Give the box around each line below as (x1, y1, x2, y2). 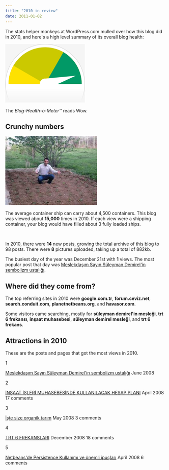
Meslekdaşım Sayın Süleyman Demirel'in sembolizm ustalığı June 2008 (5, 369, 154, 375)
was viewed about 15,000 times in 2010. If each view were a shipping (5, 216, 151, 222)
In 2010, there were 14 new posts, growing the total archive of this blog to (5, 241, 159, 247)
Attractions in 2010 (5, 336, 67, 345)
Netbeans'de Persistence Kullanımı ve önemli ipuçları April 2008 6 (5, 454, 144, 460)
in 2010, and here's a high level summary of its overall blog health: (5, 34, 144, 40)
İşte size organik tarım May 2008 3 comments (5, 414, 102, 421)
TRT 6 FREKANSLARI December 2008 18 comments (5, 434, 115, 440)
